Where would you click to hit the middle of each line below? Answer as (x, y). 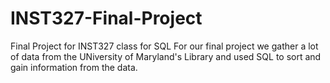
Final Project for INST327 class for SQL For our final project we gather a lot (164, 46)
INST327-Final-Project (106, 18)
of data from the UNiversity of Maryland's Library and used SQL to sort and (166, 56)
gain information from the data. (74, 67)
